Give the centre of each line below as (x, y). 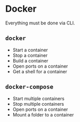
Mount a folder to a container (43, 114)
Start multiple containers (38, 98)
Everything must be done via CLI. (40, 23)
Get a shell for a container (40, 71)
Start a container (30, 50)
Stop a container (30, 55)
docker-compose (29, 87)
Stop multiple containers (38, 104)
